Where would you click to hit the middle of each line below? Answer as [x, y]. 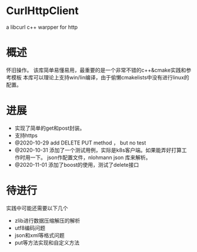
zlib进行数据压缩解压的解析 [47, 220]
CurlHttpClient [43, 11]
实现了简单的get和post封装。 [50, 128]
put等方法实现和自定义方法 [47, 243]
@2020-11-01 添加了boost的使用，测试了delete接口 [77, 164]
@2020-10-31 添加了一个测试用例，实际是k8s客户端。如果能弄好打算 [98, 150]
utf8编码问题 [30, 228]
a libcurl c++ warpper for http [42, 27]
